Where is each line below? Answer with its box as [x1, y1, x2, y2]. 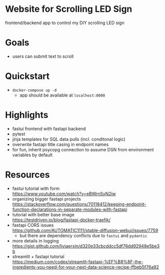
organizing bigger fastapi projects [12, 196, 81, 202]
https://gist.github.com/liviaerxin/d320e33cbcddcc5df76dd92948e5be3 [12, 243, 160, 249]
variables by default [12, 152, 53, 158]
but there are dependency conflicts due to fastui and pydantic [19, 233, 148, 239]
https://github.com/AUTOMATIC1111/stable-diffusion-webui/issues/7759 [12, 227, 159, 233]
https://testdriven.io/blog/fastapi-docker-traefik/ [12, 217, 111, 223]
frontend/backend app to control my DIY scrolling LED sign [5, 20, 125, 26]
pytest [12, 131, 26, 137]
